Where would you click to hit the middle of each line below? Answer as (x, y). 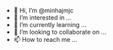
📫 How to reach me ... (45, 40)
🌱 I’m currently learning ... (50, 25)
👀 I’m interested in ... (42, 18)
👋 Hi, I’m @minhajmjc (43, 10)
